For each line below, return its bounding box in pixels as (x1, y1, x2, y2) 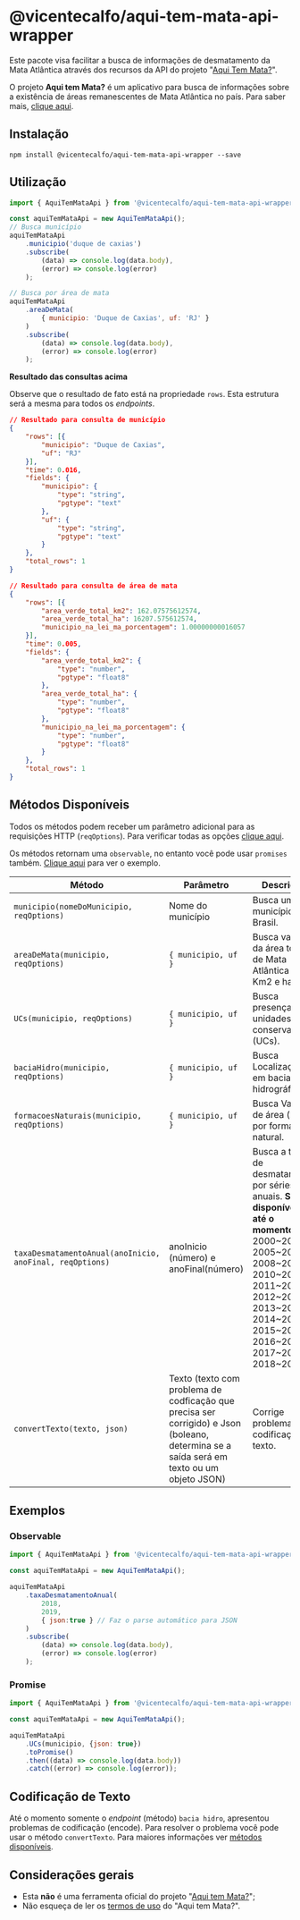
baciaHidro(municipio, (13, 1062, 110, 1072)
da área (252, 942, 284, 954)
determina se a (168, 1439, 232, 1451)
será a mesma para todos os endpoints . (9, 398, 155, 409)
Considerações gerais (9, 1867, 135, 1882)
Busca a (252, 1145, 287, 1157)
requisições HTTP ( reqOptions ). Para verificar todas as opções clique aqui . (9, 830, 284, 842)
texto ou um (168, 1461, 219, 1474)
